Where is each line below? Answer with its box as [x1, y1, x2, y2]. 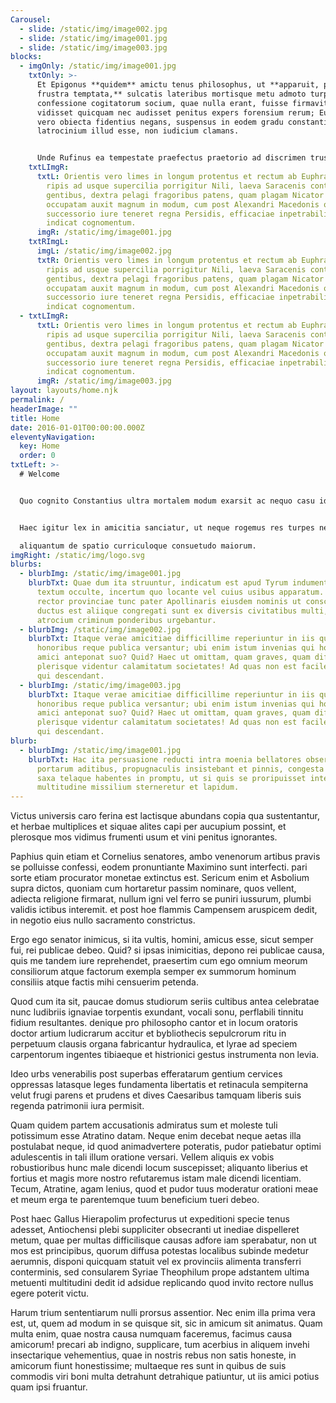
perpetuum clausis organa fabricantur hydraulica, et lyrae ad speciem [10, 1038, 298, 1050]
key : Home [19, 441, 60, 451]
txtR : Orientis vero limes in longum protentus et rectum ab [36, 255, 298, 265]
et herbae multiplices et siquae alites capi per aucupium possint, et [10, 821, 287, 833]
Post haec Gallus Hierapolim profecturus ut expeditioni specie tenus [10, 1213, 290, 1225]
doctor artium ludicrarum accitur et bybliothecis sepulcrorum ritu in [10, 1027, 287, 1040]
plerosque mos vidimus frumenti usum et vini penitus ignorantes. [10, 831, 278, 843]
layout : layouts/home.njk [10, 386, 118, 396]
